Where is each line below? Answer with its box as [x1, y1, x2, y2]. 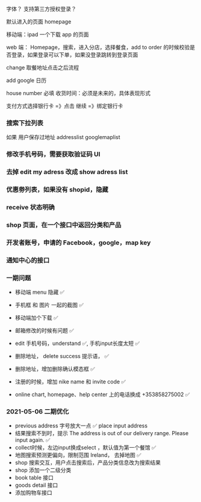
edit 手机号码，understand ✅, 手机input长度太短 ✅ [14, 339, 140, 347]
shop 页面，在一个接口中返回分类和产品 [6, 220, 122, 229]
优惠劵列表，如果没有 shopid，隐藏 [6, 185, 108, 194]
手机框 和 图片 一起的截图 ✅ [14, 302, 84, 309]
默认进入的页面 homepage [6, 18, 72, 25]
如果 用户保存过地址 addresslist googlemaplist [6, 134, 120, 141]
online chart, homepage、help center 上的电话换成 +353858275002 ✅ [14, 391, 190, 398]
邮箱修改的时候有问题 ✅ [14, 327, 74, 334]
